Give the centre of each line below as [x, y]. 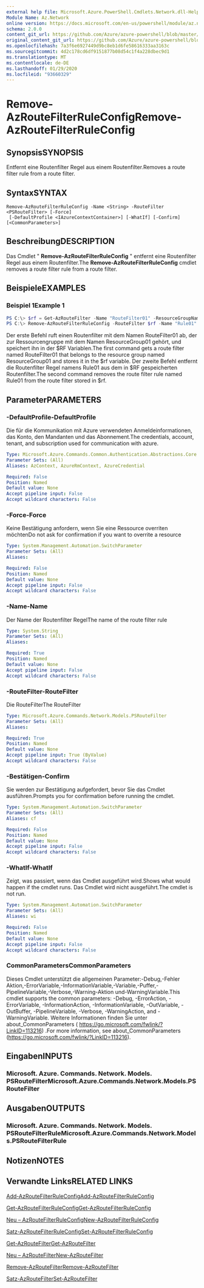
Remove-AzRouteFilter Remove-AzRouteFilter [63, 1267]
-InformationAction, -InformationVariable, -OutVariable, [111, 1004]
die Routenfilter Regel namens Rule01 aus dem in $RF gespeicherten [92, 368]
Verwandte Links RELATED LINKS [70, 1181]
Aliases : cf [21, 818]
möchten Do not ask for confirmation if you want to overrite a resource [94, 535]
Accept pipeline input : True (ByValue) [57, 755]
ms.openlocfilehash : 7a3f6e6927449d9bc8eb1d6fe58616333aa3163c [88, 46]
